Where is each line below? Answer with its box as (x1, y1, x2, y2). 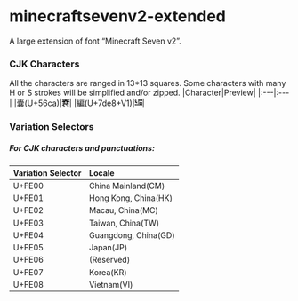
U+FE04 (12, 229, 44, 241)
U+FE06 (12, 255, 44, 265)
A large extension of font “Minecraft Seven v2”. (9, 36, 182, 46)
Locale (88, 167, 115, 178)
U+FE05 (12, 242, 44, 253)
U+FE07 (12, 266, 44, 277)
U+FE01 (12, 193, 44, 203)
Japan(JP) (88, 242, 128, 253)
